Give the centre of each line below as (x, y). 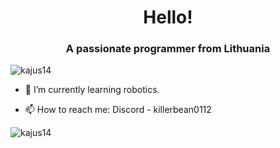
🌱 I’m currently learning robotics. (92, 90)
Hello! (168, 17)
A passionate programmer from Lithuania (168, 49)
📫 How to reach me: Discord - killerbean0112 (118, 110)
